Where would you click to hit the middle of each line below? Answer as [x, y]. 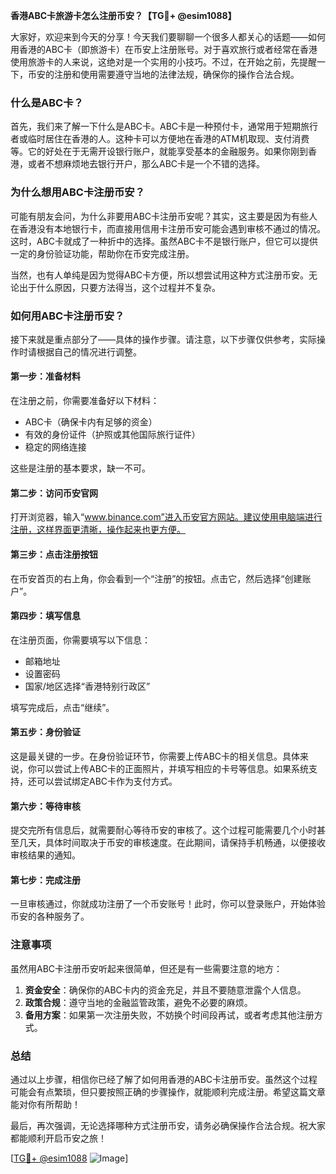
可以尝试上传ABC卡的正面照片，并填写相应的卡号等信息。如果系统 [173, 768]
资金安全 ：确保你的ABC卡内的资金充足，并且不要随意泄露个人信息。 [165, 990]
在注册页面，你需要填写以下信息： [80, 640]
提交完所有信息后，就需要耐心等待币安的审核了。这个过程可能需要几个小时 [163, 830]
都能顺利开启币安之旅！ [58, 1138]
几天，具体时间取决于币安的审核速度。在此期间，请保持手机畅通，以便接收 [172, 843]
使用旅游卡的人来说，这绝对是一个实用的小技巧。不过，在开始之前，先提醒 [163, 62]
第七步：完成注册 [45, 880]
